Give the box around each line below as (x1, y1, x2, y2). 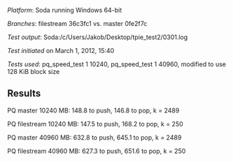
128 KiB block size (7, 68, 60, 75)
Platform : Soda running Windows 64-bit (7, 6, 122, 14)
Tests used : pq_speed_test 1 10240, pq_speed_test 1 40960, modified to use (7, 60, 226, 68)
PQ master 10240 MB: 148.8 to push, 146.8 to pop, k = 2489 (7, 106, 180, 115)
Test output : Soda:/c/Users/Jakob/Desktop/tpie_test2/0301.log (7, 33, 188, 41)
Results (7, 87, 41, 100)
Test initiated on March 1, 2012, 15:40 (7, 47, 115, 54)
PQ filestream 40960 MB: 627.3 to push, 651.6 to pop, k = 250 (7, 147, 186, 155)
